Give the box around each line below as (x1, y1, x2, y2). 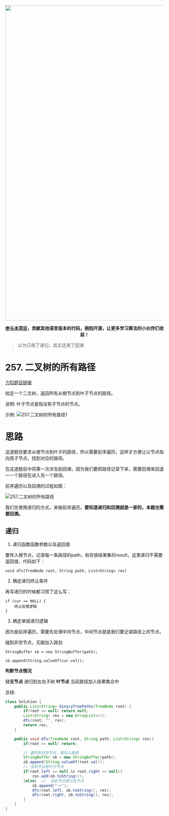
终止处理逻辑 (14, 604, 37, 609)
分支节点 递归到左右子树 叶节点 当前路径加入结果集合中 (5, 678, 119, 684)
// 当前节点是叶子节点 (23, 765, 64, 770)
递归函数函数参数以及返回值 (12, 541, 70, 547)
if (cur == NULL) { (5, 599, 46, 604)
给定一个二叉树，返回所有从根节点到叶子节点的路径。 (5, 390, 116, 396)
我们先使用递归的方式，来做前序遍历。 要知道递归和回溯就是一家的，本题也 (5, 504, 159, 510)
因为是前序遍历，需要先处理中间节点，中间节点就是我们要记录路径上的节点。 (5, 628, 164, 634)
